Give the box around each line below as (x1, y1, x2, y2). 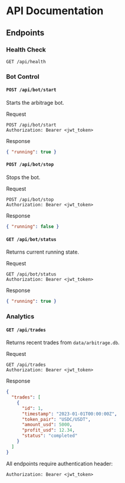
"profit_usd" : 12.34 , (21, 427, 75, 433)
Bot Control (6, 72, 40, 80)
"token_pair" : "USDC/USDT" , (21, 416, 91, 422)
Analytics (6, 312, 34, 320)
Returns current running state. (6, 248, 80, 255)
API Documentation (6, 4, 104, 18)
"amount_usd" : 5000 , (21, 422, 73, 428)
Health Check (6, 46, 46, 54)
